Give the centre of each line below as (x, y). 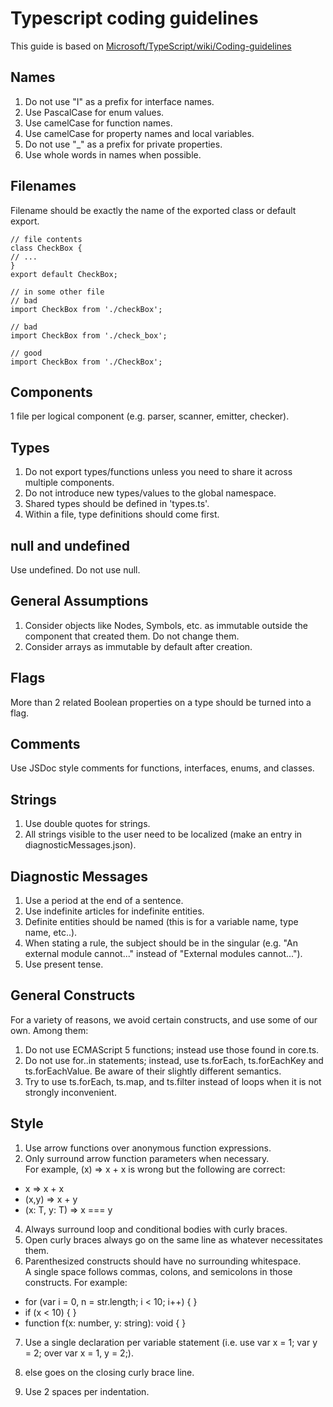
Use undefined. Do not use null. (75, 570)
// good (26, 353)
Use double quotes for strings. (87, 824)
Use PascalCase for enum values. (94, 112)
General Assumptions (79, 601)
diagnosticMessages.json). (80, 845)
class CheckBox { (46, 248)
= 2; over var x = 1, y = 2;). (79, 1353)
